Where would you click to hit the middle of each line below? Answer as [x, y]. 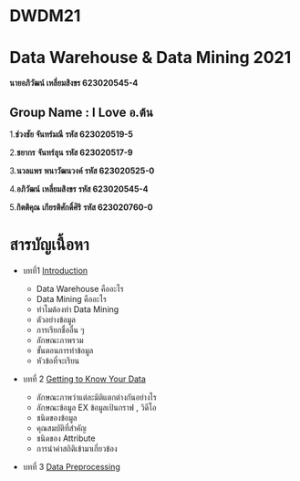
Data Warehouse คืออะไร [80, 288]
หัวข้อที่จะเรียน [58, 361]
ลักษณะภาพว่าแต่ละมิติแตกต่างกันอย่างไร [96, 397]
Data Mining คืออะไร [72, 298]
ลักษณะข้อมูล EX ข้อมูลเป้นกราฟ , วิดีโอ [96, 407]
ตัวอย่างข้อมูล [56, 319]
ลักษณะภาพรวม [60, 340]
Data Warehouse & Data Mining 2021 [150, 58]
